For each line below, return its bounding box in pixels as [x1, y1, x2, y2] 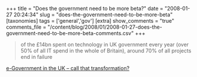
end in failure [20, 54, 53, 60]
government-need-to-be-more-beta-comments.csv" [6, 30, 134, 37]
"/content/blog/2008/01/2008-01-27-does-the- [47, 23, 163, 30]
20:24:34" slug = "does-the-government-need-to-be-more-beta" [14, 11, 173, 18]
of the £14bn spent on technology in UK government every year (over [20, 41, 189, 48]
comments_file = [6, 23, 46, 30]
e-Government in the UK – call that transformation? [6, 65, 130, 72]
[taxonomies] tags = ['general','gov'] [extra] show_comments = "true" [6, 17, 175, 24]
